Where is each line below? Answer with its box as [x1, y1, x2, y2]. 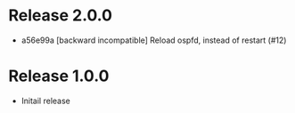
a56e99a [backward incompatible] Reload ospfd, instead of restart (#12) [20, 35, 287, 45]
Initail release [20, 95, 70, 106]
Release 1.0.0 [8, 66, 110, 86]
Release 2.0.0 [8, 5, 113, 26]
